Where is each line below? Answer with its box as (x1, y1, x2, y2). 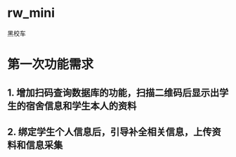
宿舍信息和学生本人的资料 (25, 100, 137, 112)
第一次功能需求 (7, 56, 94, 73)
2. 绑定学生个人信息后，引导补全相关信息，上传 (7, 125, 212, 138)
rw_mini (7, 5, 55, 21)
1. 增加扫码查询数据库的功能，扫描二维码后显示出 (7, 87, 220, 99)
